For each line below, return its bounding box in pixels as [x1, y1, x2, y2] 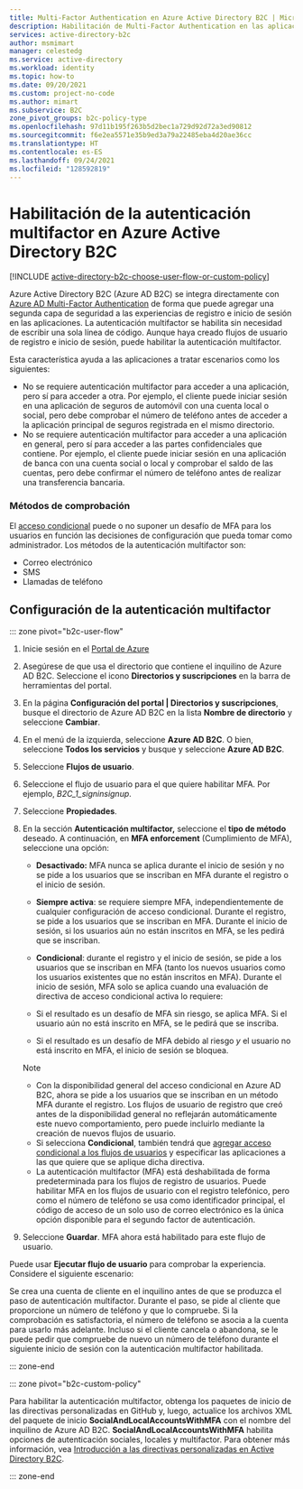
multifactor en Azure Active [9, 222, 221, 243]
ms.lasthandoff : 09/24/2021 [9, 155, 115, 165]
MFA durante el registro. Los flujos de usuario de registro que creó [35, 1099, 283, 1110]
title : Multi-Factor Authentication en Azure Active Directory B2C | [9, 13, 277, 23]
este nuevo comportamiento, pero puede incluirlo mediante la [35, 1118, 265, 1129]
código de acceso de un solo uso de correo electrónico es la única [35, 1205, 284, 1216]
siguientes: [9, 364, 50, 375]
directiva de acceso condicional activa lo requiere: [35, 991, 224, 1002]
